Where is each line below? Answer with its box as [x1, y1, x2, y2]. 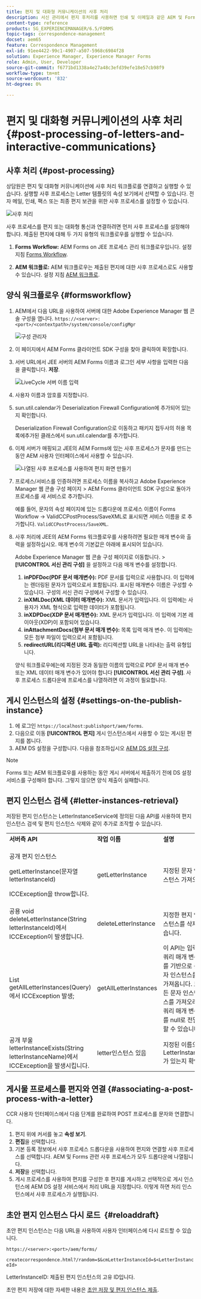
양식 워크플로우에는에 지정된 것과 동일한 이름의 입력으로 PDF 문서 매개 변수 [14, 661, 190, 668]
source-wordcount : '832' [6, 76, 68, 82]
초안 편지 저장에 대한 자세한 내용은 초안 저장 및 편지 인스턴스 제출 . [6, 1286, 160, 1294]
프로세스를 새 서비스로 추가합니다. [14, 493, 94, 500]
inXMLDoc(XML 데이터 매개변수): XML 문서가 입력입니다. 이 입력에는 [23, 596, 187, 603]
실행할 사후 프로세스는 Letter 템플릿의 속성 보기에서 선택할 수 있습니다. [23, 190, 188, 197]
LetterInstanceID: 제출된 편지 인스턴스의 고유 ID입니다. [6, 1273, 135, 1281]
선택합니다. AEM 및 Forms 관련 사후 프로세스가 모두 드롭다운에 [26, 1153, 173, 1160]
